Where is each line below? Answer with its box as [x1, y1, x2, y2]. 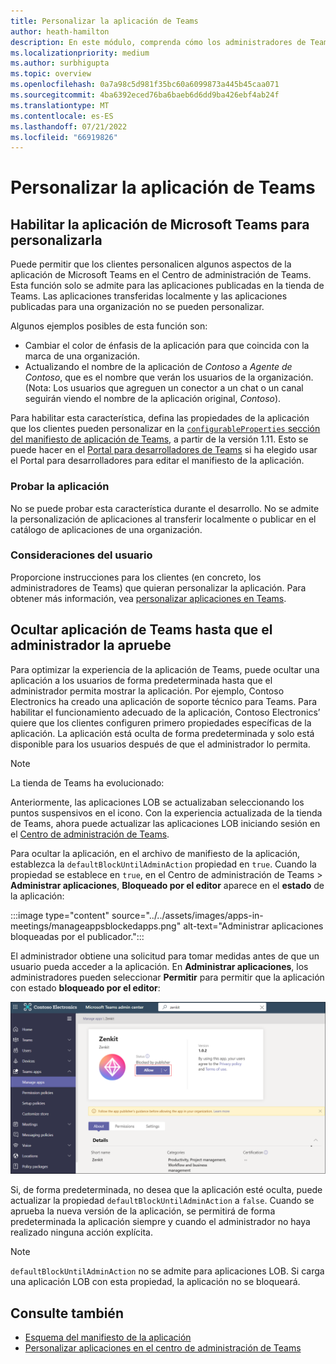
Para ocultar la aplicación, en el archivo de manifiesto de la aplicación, [10, 847, 301, 859]
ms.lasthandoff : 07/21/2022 [10, 121, 128, 132]
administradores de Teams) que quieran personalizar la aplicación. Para [10, 581, 307, 594]
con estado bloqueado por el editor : [10, 981, 161, 994]
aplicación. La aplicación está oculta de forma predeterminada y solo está [10, 727, 315, 739]
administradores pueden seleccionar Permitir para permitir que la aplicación [10, 971, 325, 983]
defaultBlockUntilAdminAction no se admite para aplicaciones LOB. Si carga [10, 1265, 325, 1277]
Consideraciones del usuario [10, 548, 153, 562]
